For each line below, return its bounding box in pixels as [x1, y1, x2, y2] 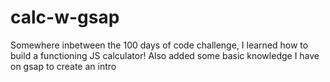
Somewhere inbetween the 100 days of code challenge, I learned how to [10, 39, 309, 51]
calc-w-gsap [10, 6, 120, 29]
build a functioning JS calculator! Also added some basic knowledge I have [10, 49, 320, 61]
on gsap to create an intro [10, 60, 117, 72]
